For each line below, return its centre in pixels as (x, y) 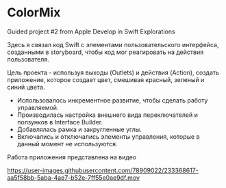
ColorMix (34, 13)
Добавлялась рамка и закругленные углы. (79, 129)
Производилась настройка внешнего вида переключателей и (108, 115)
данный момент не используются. (67, 144)
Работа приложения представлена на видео (72, 157)
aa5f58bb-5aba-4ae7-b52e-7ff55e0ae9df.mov (74, 177)
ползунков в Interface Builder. (60, 122)
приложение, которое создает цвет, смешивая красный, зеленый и (106, 79)
